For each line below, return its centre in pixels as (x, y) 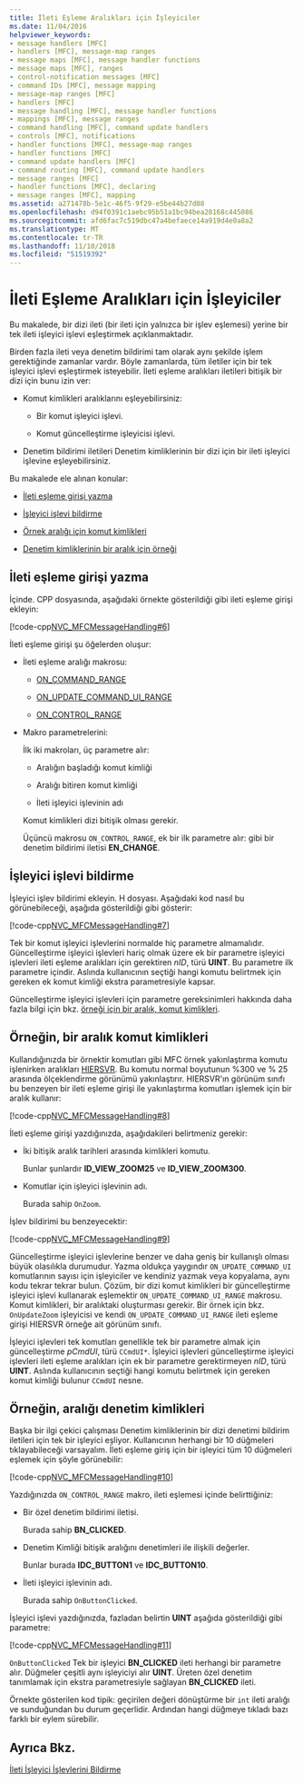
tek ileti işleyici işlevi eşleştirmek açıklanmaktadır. (102, 334)
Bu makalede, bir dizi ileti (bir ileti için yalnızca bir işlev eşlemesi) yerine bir (149, 324)
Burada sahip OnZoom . (62, 1203)
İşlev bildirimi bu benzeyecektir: (69, 1221)
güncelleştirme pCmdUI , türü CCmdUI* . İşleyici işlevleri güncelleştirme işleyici (152, 1351)
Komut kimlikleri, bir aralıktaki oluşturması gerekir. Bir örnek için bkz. (137, 1304)
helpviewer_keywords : (50, 35)
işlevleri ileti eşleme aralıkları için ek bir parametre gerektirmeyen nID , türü (148, 1360)
